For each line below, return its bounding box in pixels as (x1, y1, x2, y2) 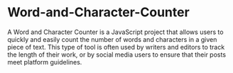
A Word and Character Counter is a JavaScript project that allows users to (7, 28, 224, 36)
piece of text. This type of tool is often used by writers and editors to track (7, 43, 225, 51)
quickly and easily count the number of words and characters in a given (7, 35, 217, 43)
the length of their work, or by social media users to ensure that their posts (7, 50, 226, 59)
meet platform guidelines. (7, 57, 82, 66)
